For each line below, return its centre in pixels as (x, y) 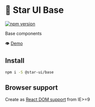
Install (15, 61)
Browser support (32, 88)
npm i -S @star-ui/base (30, 72)
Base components (23, 33)
